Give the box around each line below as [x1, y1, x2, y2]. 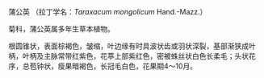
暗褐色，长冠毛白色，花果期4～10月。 [71, 61, 198, 71]
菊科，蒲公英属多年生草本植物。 [8, 24, 115, 34]
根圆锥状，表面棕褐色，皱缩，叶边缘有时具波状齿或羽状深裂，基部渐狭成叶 [8, 41, 256, 51]
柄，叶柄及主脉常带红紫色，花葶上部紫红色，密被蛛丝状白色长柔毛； [8, 51, 235, 60]
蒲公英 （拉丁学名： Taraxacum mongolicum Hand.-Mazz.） [8, 7, 207, 16]
